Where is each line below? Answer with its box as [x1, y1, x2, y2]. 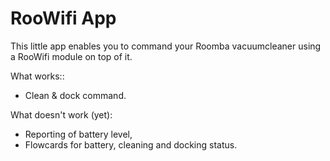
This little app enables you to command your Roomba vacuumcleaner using [10, 40, 322, 52]
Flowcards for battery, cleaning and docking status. [24, 138, 238, 151]
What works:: [10, 70, 65, 82]
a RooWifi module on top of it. [10, 50, 133, 62]
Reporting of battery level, [24, 128, 133, 140]
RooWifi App [10, 7, 117, 30]
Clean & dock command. [24, 89, 127, 101]
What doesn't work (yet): [10, 108, 113, 121]
